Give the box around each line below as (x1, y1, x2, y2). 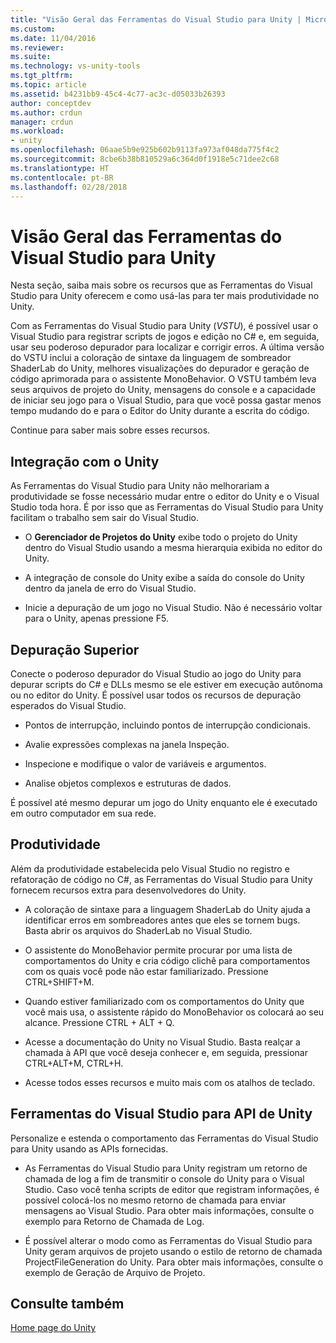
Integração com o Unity (10, 453, 160, 470)
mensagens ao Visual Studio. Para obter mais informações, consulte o (24, 1204, 315, 1216)
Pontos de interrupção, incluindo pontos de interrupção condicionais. (24, 719, 311, 731)
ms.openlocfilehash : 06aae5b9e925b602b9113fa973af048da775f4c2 (10, 145, 280, 155)
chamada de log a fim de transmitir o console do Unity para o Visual (24, 1172, 305, 1185)
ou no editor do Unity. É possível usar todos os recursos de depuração (10, 689, 302, 701)
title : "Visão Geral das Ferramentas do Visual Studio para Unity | (10, 14, 302, 25)
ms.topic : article (10, 80, 87, 90)
